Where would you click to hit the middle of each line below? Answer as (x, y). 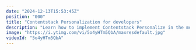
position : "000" (26, 17)
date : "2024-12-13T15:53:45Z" (43, 11)
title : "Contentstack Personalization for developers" (74, 22)
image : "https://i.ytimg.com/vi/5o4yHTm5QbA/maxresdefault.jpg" (86, 33)
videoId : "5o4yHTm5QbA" (35, 38)
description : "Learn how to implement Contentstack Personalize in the (95, 27)
